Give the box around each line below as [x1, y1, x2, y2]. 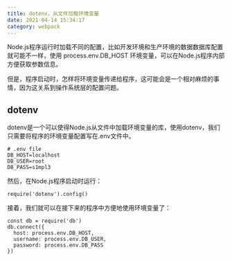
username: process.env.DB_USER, [13, 236, 107, 243]
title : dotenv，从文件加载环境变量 [7, 10, 99, 17]
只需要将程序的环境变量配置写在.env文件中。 [7, 132, 135, 141]
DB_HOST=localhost [7, 152, 60, 159]
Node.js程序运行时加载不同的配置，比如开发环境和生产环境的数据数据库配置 [7, 43, 224, 51]
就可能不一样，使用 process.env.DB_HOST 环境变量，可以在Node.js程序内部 [7, 51, 225, 60]
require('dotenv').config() [7, 191, 89, 198]
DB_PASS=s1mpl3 [7, 164, 51, 171]
